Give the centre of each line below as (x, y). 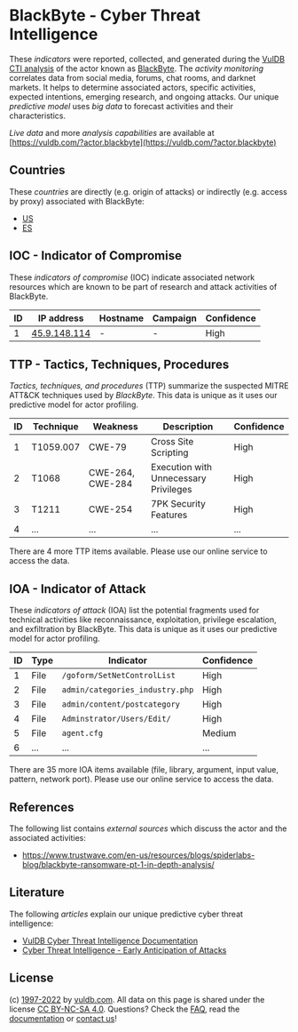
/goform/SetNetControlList (118, 676)
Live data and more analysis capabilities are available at (112, 132)
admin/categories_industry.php (128, 690)
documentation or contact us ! (63, 1018)
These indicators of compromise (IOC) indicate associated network (132, 277)
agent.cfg (82, 733)
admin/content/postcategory (121, 704)
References (42, 807)
